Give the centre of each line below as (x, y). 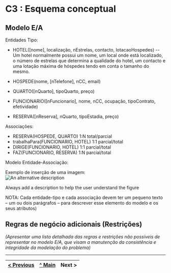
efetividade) (25, 107)
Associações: (20, 126)
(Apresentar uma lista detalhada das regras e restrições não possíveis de (83, 237)
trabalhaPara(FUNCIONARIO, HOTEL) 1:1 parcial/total (68, 142)
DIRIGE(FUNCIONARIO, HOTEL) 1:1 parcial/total (62, 147)
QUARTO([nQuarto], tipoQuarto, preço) (54, 91)
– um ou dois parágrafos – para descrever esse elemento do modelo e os (82, 203)
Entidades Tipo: (22, 40)
